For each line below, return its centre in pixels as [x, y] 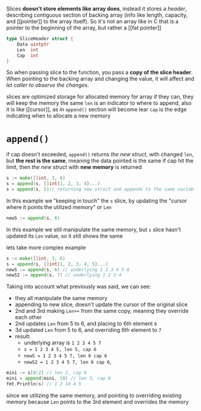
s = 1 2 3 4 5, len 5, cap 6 [60, 350]
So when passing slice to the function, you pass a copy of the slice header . [100, 72]
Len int [28, 50]
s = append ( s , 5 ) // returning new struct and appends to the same [91, 189]
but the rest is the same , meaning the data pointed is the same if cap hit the [100, 161]
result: [23, 336]
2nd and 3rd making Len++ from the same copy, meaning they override [102, 311]
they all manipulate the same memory [61, 298]
